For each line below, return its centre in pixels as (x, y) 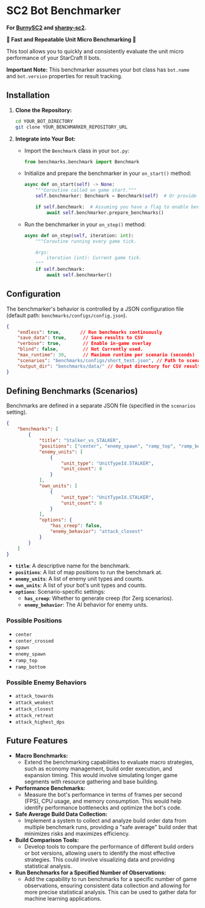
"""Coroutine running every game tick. (86, 241)
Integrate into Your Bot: (45, 139)
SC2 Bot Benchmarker (63, 11)
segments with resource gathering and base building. (91, 781)
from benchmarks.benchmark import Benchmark (82, 162)
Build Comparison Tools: (47, 840)
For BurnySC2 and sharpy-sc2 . (46, 28)
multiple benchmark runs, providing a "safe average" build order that (111, 827)
